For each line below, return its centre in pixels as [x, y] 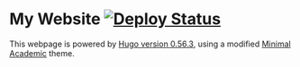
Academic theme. [42, 53]
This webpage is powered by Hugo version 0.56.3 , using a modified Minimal [150, 44]
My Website [55, 19]
